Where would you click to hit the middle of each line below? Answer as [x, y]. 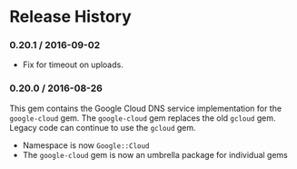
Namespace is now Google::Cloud [86, 145]
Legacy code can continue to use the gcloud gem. [103, 127]
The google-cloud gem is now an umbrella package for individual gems [155, 154]
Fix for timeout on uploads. [73, 65]
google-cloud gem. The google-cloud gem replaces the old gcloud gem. [143, 118]
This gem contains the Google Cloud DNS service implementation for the [146, 108]
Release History [70, 17]
